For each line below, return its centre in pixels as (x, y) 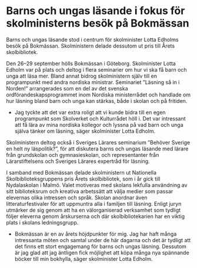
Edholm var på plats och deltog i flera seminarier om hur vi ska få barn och (96, 69)
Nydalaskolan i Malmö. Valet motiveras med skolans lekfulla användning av (97, 185)
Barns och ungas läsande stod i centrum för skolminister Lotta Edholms (92, 39)
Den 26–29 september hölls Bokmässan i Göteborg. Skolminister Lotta (91, 63)
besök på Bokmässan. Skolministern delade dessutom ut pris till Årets (91, 46)
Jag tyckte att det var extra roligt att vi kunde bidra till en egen (90, 112)
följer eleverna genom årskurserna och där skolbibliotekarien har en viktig (96, 216)
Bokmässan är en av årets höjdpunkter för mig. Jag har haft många (96, 234)
